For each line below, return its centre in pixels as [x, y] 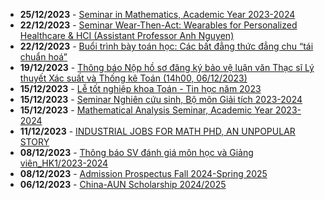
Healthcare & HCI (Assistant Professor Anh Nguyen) [127, 35]
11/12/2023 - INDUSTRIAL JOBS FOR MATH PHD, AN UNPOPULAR [157, 131]
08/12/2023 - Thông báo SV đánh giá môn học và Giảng [136, 152]
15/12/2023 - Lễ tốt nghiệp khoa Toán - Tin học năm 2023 [140, 88]
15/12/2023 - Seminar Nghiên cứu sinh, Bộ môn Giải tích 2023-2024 [161, 99]
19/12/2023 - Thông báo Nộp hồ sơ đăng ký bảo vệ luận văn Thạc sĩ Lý [167, 67]
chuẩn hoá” [43, 57]
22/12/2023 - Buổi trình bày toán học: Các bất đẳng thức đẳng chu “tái [166, 46]
